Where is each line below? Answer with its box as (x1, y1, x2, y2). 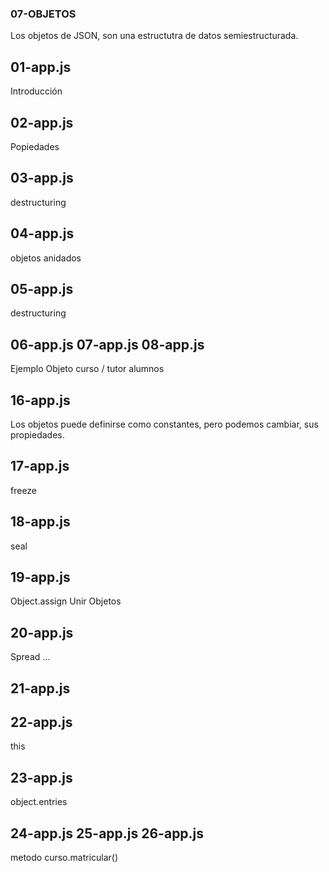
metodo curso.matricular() (10, 852, 119, 864)
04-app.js (10, 225, 75, 242)
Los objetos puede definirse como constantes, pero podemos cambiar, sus (10, 418, 319, 430)
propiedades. (10, 428, 65, 441)
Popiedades (10, 140, 60, 152)
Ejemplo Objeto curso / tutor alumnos (10, 363, 165, 375)
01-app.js (10, 58, 72, 76)
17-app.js (10, 458, 70, 475)
